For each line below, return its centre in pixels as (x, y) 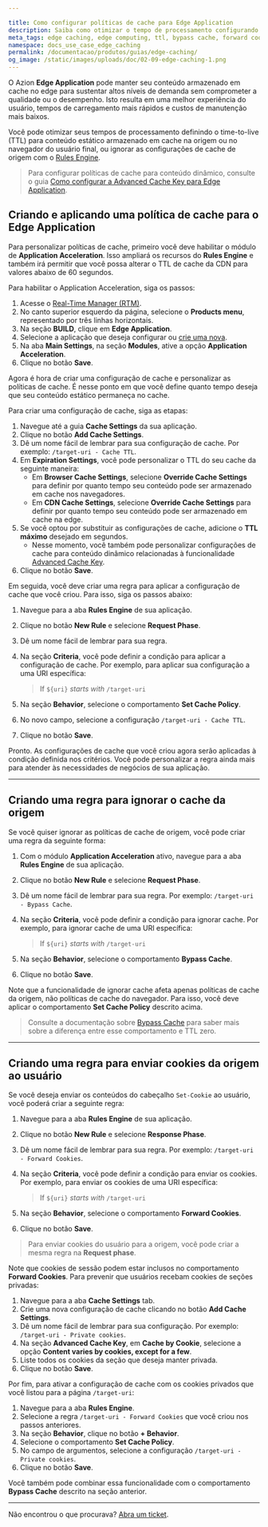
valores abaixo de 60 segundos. (61, 272)
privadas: (24, 1285)
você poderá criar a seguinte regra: (67, 1103)
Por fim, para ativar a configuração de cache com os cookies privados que (131, 1384)
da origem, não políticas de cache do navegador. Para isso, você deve (124, 998)
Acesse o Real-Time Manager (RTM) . (81, 303)
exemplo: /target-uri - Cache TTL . (78, 451)
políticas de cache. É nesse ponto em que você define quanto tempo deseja (133, 386)
